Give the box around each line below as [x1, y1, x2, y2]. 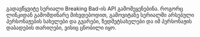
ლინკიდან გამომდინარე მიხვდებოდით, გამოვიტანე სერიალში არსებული [6, 11, 195, 18]
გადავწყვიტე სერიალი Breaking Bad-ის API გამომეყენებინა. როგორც [6, 5, 184, 12]
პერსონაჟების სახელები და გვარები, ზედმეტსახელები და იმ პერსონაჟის [6, 18, 192, 24]
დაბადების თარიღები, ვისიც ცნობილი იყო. [6, 24, 116, 31]
